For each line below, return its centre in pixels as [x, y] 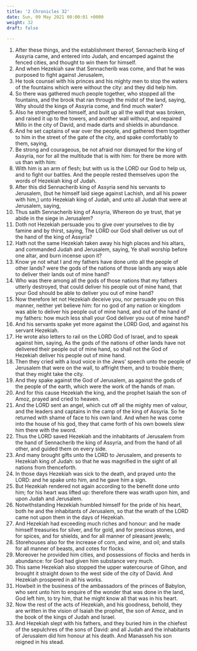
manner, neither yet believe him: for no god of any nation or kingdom [98, 306]
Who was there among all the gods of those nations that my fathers [96, 281]
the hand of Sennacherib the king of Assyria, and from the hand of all [98, 443]
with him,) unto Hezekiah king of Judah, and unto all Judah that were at [101, 199]
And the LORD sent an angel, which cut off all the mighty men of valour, [101, 405]
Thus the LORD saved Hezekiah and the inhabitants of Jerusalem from [100, 436]
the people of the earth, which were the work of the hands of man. [95, 386]
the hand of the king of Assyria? [53, 237]
